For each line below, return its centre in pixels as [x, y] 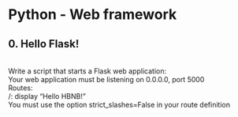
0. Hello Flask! [44, 44]
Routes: [20, 88]
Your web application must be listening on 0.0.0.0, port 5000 [106, 79]
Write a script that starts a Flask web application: [87, 71]
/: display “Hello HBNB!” [47, 96]
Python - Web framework [93, 15]
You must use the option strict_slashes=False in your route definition [119, 105]
